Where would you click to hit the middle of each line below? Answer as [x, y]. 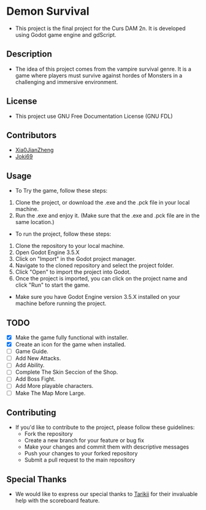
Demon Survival [48, 11]
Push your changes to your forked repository [81, 454]
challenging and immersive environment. [67, 82]
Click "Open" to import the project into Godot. [73, 272]
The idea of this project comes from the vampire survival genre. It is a [103, 69]
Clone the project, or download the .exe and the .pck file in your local [102, 203]
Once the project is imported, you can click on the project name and [101, 279]
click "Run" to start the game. [52, 285]
